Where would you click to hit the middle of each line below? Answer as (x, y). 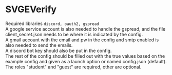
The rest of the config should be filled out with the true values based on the (85, 56)
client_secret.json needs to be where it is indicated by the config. (74, 34)
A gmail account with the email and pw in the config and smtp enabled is (82, 40)
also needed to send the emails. (39, 45)
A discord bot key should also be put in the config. (59, 51)
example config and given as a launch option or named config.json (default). (86, 61)
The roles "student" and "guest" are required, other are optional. (73, 67)
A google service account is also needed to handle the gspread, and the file (85, 29)
